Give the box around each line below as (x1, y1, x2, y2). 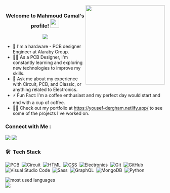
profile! (30, 22, 50, 29)
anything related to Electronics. (12, 86, 78, 93)
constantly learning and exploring (12, 59, 83, 66)
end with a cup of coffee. (12, 100, 65, 106)
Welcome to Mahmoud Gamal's (6, 12, 84, 19)
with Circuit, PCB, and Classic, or (12, 81, 82, 87)
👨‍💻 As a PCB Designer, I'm (12, 54, 68, 60)
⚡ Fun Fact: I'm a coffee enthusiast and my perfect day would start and (12, 92, 161, 99)
